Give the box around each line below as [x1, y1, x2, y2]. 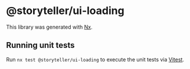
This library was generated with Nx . [6, 23, 93, 30]
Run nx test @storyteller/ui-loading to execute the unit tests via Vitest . [6, 56, 185, 63]
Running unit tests [6, 40, 75, 50]
